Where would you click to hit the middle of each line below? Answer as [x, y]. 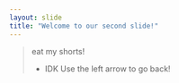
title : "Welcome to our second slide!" [84, 26]
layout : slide [36, 17]
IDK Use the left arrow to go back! [107, 69]
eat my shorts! [58, 51]
